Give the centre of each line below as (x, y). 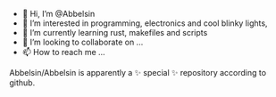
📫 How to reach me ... (63, 52)
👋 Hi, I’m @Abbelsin (59, 14)
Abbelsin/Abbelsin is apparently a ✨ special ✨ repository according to (138, 73)
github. (22, 83)
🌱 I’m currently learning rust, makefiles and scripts (115, 32)
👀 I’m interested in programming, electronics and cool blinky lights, (145, 23)
